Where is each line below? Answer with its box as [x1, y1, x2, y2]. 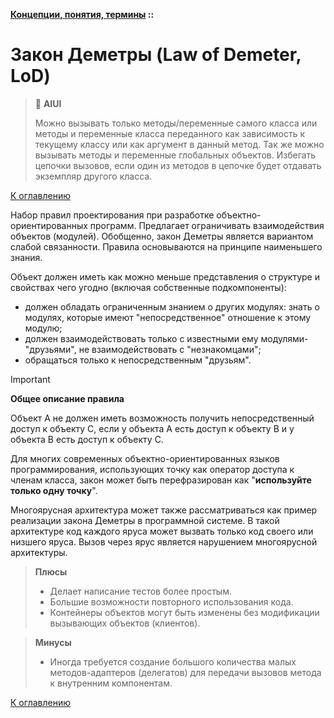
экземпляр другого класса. [34, 170, 153, 182]
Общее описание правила [10, 392, 125, 404]
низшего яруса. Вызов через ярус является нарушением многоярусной [10, 535, 318, 548]
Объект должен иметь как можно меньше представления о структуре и [10, 270, 320, 283]
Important [10, 373, 51, 385]
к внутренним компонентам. [49, 677, 173, 689]
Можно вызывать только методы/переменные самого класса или [34, 117, 318, 129]
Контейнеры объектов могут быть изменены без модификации [49, 606, 320, 618]
